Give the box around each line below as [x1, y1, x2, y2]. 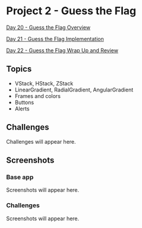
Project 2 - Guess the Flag [6, 4, 137, 18]
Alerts [14, 105, 30, 112]
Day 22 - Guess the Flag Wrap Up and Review [6, 46, 119, 54]
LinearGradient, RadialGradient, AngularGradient [14, 86, 134, 93]
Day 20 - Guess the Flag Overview [6, 24, 91, 31]
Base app [6, 173, 34, 181]
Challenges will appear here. [6, 138, 76, 145]
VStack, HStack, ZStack [14, 80, 74, 87]
